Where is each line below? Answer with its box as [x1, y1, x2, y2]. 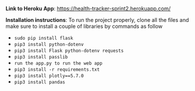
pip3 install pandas [14, 79, 65, 85]
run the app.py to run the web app [14, 60, 103, 66]
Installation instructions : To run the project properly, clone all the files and [5, 17, 190, 23]
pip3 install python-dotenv [14, 41, 84, 47]
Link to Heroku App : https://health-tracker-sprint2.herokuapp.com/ [5, 5, 171, 12]
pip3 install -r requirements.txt [14, 67, 100, 73]
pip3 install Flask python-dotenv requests [14, 48, 124, 54]
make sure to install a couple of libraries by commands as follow [5, 23, 163, 30]
